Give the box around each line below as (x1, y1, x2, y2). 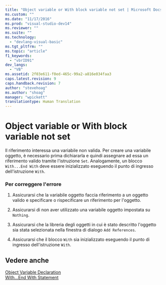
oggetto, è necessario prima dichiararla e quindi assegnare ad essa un (5, 153, 149, 159)
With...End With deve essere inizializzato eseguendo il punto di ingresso (5, 163, 154, 169)
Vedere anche (5, 256, 49, 265)
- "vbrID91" (9, 58, 35, 63)
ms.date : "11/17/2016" (5, 16, 52, 21)
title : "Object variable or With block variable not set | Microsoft (5, 7, 152, 12)
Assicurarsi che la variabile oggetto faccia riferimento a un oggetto (12, 192, 148, 198)
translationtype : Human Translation (5, 99, 81, 104)
